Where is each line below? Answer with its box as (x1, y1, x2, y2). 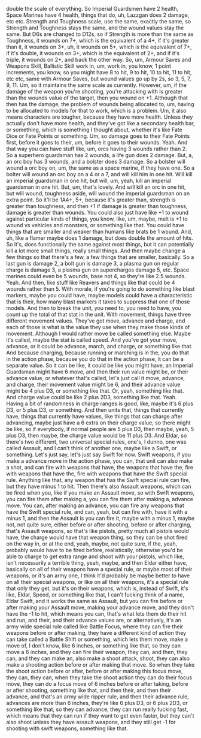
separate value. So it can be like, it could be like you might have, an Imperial (6, 362, 193, 369)
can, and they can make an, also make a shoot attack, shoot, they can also (6, 655, 190, 662)
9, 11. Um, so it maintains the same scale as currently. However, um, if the (6, 82, 187, 89)
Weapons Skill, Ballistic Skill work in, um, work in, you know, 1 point (6, 62, 172, 70)
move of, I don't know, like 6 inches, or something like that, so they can (6, 642, 181, 649)
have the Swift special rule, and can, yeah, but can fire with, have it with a (6, 508, 188, 515)
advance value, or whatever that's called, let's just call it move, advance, (6, 375, 185, 381)
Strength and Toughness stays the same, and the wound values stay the (6, 24, 184, 31)
